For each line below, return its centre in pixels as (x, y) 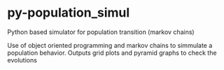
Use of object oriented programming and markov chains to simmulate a (110, 45)
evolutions (22, 60)
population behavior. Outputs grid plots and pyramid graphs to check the (112, 53)
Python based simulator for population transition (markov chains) (101, 32)
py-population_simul (69, 13)
